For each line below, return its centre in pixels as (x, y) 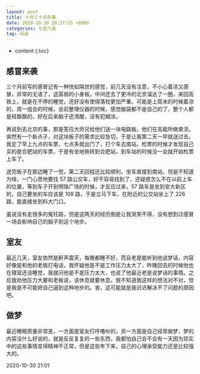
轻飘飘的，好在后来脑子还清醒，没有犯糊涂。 (66, 116)
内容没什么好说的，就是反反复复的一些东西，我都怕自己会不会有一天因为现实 (100, 338)
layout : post (22, 12)
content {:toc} (32, 51)
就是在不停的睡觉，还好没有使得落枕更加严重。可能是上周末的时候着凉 (108, 101)
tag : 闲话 (17, 34)
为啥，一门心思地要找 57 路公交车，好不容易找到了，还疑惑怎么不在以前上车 (99, 179)
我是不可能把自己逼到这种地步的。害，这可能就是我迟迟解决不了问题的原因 (102, 288)
